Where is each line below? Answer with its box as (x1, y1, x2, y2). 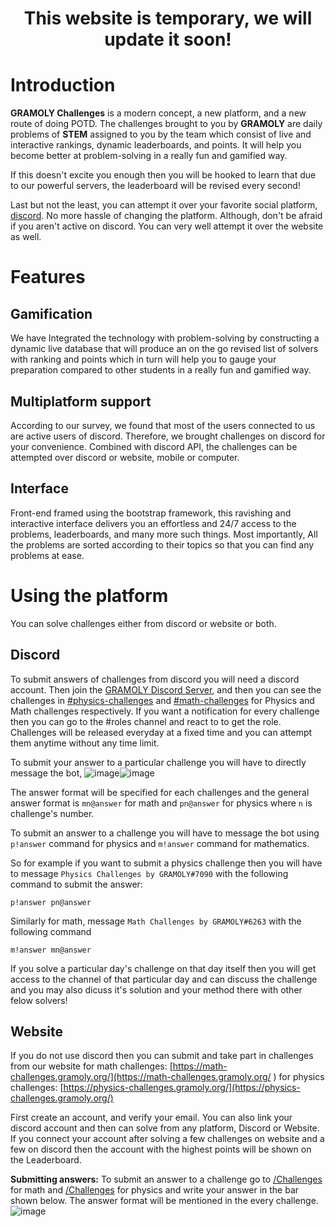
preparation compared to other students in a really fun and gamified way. (10, 364, 312, 376)
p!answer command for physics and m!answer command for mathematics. (10, 837, 310, 849)
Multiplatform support (10, 393, 152, 410)
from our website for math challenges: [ (10, 1060, 173, 1072)
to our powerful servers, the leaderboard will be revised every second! (10, 180, 301, 192)
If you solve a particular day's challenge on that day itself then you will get (10, 962, 317, 974)
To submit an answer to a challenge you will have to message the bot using (10, 827, 320, 839)
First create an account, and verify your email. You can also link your (10, 1112, 293, 1124)
